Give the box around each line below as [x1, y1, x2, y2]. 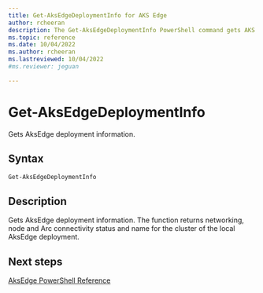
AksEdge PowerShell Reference [8, 276, 111, 285]
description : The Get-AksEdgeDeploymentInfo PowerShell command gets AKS [8, 26, 256, 34]
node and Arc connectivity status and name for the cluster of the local [8, 224, 235, 233]
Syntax [8, 152, 44, 166]
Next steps [8, 255, 63, 268]
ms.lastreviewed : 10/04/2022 [8, 56, 104, 64]
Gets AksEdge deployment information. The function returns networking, [8, 215, 244, 225]
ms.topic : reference [8, 33, 76, 42]
